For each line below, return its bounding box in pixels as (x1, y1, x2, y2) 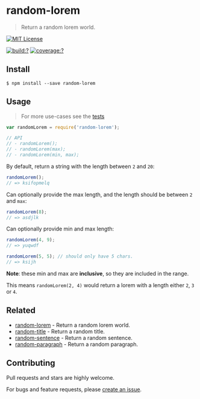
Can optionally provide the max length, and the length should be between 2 (6, 191, 193, 198)
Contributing (6, 358, 55, 368)
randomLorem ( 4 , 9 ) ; (6, 237, 55, 243)
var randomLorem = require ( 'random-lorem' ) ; (6, 124, 120, 130)
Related (6, 305, 36, 316)
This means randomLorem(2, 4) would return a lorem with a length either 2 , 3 (6, 281, 195, 289)
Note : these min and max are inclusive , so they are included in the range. (6, 270, 189, 277)
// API (6, 135, 23, 141)
